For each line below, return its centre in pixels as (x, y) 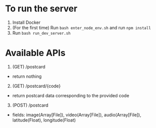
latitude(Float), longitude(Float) (44, 120)
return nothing (27, 76)
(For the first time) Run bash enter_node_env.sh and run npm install (81, 27)
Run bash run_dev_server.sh (41, 33)
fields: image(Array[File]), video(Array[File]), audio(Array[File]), (77, 115)
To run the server (41, 9)
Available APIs (35, 53)
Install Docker (26, 22)
